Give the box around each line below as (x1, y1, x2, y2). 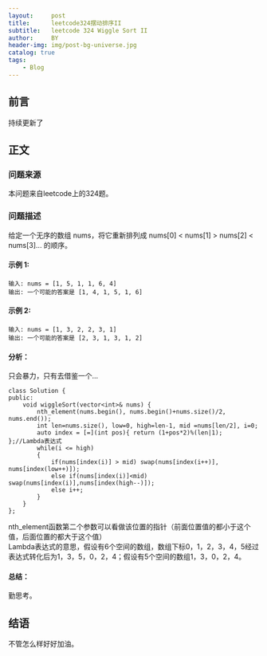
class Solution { (8, 387, 66, 395)
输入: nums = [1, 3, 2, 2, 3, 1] (8, 325, 117, 333)
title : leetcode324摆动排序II (8, 19, 122, 27)
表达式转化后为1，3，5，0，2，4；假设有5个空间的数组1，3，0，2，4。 (8, 552, 246, 562)
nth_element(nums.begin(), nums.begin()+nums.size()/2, (37, 408, 226, 416)
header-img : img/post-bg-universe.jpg (8, 41, 137, 49)
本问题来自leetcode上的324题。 (8, 189, 113, 198)
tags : (8, 57, 26, 65)
